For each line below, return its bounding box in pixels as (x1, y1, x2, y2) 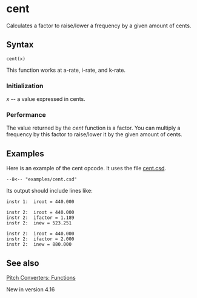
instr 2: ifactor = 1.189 (6, 215, 75, 221)
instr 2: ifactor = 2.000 (6, 236, 75, 242)
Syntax (6, 40, 34, 50)
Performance (6, 110, 47, 119)
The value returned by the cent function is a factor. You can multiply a (6, 124, 181, 132)
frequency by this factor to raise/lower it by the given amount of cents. (6, 131, 183, 138)
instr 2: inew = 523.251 (6, 220, 72, 226)
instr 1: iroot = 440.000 (6, 199, 75, 205)
